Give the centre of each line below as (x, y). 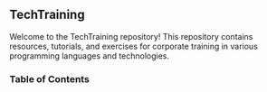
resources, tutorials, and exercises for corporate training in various (133, 46)
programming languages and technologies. (90, 55)
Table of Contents (50, 78)
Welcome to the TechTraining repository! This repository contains (131, 36)
